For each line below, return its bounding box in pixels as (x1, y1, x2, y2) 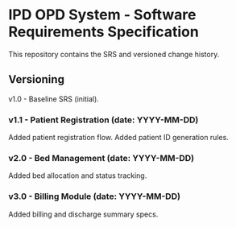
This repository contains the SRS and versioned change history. (8, 49, 220, 59)
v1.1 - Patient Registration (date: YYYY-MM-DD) (8, 114, 199, 126)
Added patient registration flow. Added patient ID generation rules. (8, 133, 230, 142)
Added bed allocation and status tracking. (8, 171, 147, 180)
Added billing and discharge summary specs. (8, 209, 159, 219)
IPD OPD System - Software (8, 6, 197, 24)
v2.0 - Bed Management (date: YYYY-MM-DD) (8, 152, 195, 163)
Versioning (8, 72, 64, 86)
